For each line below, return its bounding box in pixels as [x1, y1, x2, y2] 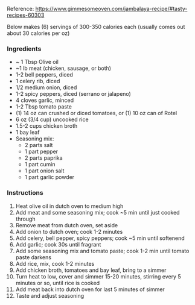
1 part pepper [24, 148, 59, 156]
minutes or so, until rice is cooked [15, 279, 100, 286]
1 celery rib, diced [15, 78, 60, 85]
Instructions [7, 189, 44, 197]
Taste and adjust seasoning [15, 292, 85, 299]
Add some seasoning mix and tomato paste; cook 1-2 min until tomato [15, 247, 190, 254]
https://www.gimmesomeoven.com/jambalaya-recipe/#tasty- [35, 5, 188, 12]
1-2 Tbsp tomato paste [15, 103, 72, 110]
